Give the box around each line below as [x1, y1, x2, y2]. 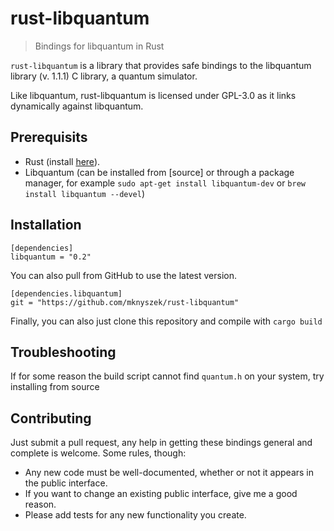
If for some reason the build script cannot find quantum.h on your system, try [10, 370, 325, 382]
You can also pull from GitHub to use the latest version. [10, 269, 237, 281]
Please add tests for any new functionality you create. [24, 509, 247, 521]
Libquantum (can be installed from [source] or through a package [24, 166, 295, 178]
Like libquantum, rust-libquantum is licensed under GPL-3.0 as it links [10, 89, 297, 101]
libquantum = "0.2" [10, 252, 92, 262]
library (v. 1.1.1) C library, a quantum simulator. [10, 70, 198, 82]
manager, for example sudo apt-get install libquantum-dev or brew [24, 177, 306, 189]
